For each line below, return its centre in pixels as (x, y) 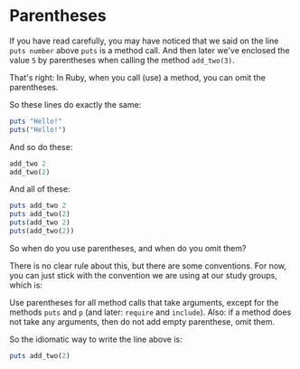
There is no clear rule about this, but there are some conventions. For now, (148, 265)
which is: (26, 285)
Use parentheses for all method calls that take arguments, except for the (144, 302)
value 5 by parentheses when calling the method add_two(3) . (122, 60)
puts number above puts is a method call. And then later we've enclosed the (150, 50)
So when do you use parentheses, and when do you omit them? (128, 248)
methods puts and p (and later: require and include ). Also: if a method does (150, 312)
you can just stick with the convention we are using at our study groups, (144, 275)
